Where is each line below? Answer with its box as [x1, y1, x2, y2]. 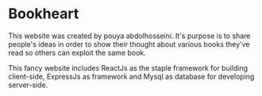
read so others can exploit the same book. [8, 48, 147, 57]
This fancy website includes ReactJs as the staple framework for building [8, 63, 249, 72]
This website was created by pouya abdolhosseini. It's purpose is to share [8, 31, 251, 40]
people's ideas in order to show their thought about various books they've [8, 39, 250, 48]
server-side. [8, 80, 48, 90]
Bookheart [8, 5, 79, 23]
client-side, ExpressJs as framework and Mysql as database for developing [8, 71, 255, 81]
